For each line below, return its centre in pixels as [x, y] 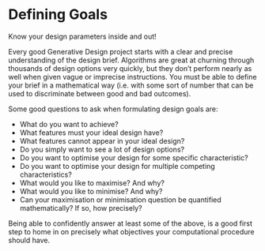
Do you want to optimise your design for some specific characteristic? [134, 157]
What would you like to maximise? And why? [92, 182]
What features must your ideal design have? [91, 133]
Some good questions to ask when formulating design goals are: [114, 109]
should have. [29, 240]
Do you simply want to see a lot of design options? [102, 149]
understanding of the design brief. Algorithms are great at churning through [131, 60]
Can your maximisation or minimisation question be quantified [120, 200]
